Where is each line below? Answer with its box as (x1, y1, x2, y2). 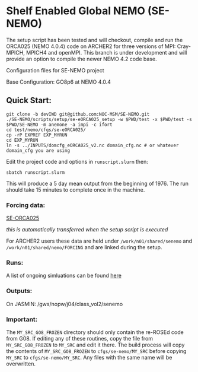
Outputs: (6, 287, 33, 295)
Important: (6, 315, 38, 323)
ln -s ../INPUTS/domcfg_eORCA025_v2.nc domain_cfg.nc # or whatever (6, 142, 179, 148)
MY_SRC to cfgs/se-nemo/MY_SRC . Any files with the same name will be (6, 354, 173, 361)
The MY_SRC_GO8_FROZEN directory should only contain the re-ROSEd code (6, 328, 184, 336)
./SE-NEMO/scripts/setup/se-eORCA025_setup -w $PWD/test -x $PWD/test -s (6, 116, 193, 122)
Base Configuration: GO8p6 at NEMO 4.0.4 (6, 78, 111, 85)
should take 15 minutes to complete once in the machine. (6, 186, 145, 193)
